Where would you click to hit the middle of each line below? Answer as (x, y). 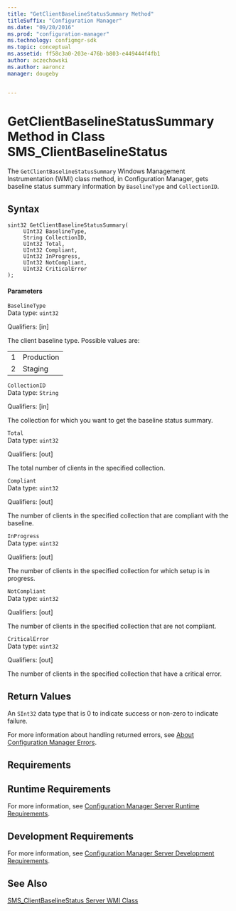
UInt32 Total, (44, 244)
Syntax (23, 209)
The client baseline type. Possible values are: (74, 341)
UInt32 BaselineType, (55, 232)
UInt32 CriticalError (55, 269)
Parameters (25, 291)
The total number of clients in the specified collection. (86, 468)
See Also (27, 884)
